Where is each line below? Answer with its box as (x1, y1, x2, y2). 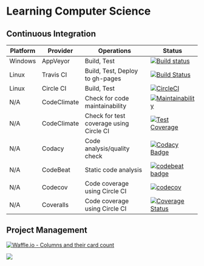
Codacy (41, 144, 64, 153)
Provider (47, 47, 73, 55)
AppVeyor (41, 57, 70, 65)
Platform (10, 47, 36, 55)
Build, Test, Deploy (84, 67, 138, 75)
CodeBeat (41, 166, 71, 174)
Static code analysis (84, 166, 143, 174)
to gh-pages (84, 74, 121, 83)
